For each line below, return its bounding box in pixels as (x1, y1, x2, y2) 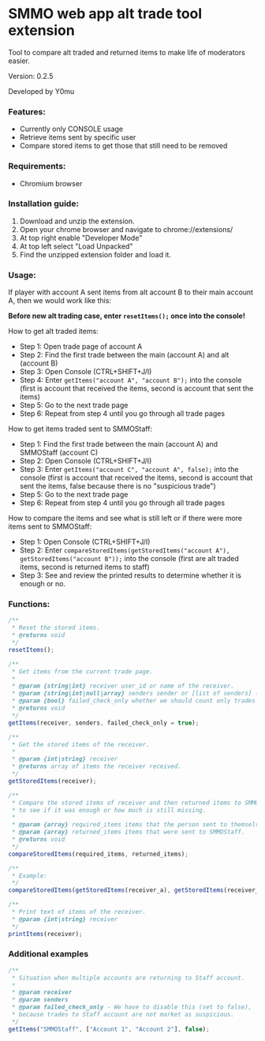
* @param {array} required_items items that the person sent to (11, 821, 227, 829)
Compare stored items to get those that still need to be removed (19, 141, 228, 151)
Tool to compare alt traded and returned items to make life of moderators (8, 47, 246, 57)
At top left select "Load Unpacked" (19, 242, 133, 251)
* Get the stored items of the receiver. (11, 740, 150, 748)
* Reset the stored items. (11, 624, 101, 632)
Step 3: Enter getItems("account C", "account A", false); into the (19, 465, 239, 474)
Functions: (8, 599, 50, 610)
